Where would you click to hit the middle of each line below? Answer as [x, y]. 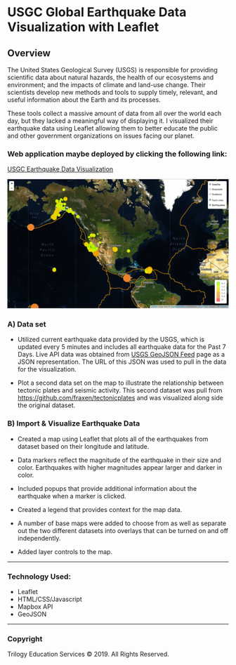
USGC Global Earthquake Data [97, 12]
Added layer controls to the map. [65, 551]
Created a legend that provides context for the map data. [100, 509]
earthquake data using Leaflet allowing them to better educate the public [113, 128]
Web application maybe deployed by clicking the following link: [117, 154]
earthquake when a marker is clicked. [72, 496]
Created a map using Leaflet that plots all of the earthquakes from [113, 439]
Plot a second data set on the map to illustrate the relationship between [120, 383]
